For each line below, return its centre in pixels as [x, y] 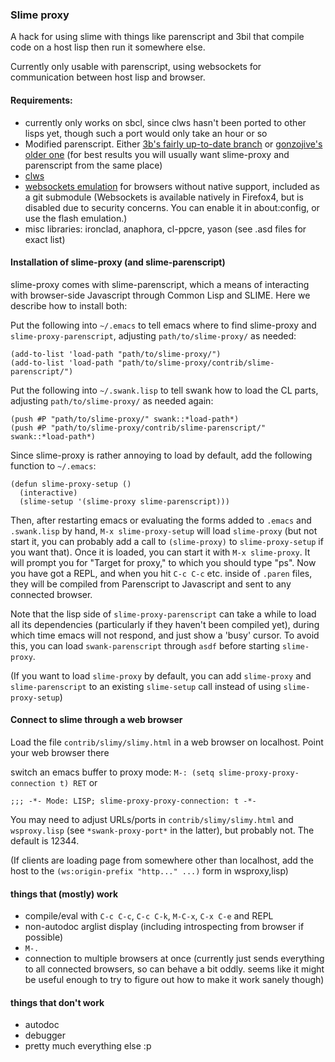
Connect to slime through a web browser [96, 720]
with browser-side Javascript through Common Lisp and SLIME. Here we [160, 295]
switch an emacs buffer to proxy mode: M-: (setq [112, 772]
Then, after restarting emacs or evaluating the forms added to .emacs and [161, 520]
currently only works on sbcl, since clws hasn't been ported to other [165, 122]
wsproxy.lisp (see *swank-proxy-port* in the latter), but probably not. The [162, 830]
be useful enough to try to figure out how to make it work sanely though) [174, 980]
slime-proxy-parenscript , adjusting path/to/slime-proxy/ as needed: [153, 335]
